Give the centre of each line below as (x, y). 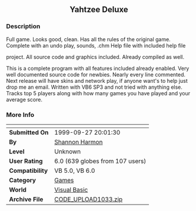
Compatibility (29, 170)
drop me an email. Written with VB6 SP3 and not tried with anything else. (94, 87)
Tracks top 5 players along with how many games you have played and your (98, 93)
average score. (24, 99)
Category (23, 180)
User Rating (26, 161)
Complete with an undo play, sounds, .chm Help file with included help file (96, 45)
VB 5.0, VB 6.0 (75, 170)
